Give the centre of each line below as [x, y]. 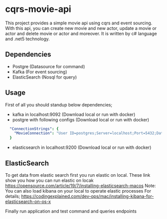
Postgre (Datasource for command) [49, 66]
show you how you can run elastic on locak [49, 180]
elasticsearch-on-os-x [28, 202]
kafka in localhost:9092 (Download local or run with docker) [74, 114]
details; [13, 196]
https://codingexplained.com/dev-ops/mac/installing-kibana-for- [87, 196]
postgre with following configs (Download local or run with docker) [81, 119]
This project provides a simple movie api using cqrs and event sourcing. [79, 23]
